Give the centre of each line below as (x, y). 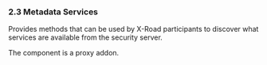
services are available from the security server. (86, 37)
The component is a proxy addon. (64, 53)
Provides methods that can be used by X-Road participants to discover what (133, 29)
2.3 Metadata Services (53, 12)
